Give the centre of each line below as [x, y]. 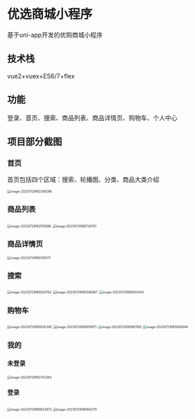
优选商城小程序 [50, 14]
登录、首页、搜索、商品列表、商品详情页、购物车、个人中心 [92, 117]
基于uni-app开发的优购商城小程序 [55, 35]
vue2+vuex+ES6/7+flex [41, 76]
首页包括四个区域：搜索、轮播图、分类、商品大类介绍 [83, 180]
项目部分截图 [35, 141]
